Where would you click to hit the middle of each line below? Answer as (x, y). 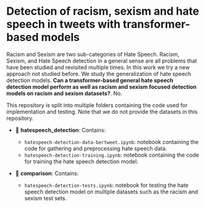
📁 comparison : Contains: (47, 173)
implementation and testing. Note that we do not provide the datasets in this (102, 111)
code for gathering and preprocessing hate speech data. (95, 148)
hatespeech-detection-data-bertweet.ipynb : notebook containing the (111, 141)
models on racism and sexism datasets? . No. (64, 93)
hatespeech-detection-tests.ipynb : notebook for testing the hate (106, 185)
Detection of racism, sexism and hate (103, 11)
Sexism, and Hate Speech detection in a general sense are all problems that (102, 61)
